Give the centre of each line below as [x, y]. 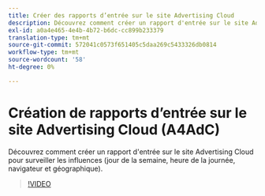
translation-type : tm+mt [49, 38]
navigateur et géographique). [56, 168]
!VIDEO [39, 183]
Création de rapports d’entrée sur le [127, 113]
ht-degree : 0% [32, 67]
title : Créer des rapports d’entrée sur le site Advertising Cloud [121, 15]
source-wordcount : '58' [47, 60]
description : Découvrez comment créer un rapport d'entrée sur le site [128, 23]
